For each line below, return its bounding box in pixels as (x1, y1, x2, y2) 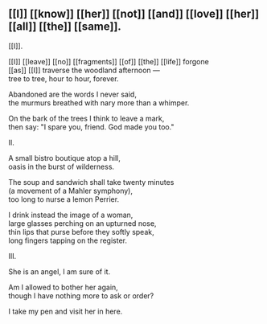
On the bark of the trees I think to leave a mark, (8, 113, 165, 123)
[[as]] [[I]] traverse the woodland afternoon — (8, 65, 161, 75)
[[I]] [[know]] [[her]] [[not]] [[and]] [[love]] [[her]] (8, 7, 260, 21)
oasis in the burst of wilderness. (8, 162, 115, 171)
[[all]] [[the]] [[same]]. (8, 20, 122, 34)
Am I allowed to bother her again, (8, 282, 118, 292)
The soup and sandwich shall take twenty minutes (8, 177, 175, 187)
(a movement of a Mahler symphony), (8, 186, 133, 195)
